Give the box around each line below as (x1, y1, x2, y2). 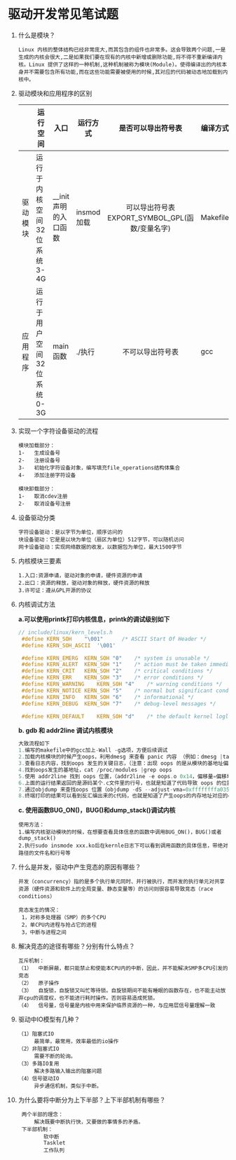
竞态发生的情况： (18, 906, 60, 914)
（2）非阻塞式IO (18, 1045, 60, 1053)
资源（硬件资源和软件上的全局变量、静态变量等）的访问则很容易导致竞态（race (18, 885, 214, 893)
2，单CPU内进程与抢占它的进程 (21, 922, 97, 929)
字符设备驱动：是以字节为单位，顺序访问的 (18, 528, 123, 536)
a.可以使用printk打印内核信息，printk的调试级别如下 (18, 614, 170, 623)
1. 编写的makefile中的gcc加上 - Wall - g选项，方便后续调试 (18, 747, 168, 754)
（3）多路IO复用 (18, 1061, 60, 1068)
